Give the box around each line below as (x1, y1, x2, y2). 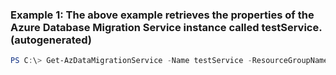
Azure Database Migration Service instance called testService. (10, 20, 323, 34)
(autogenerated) (10, 33, 93, 47)
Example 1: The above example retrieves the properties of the (10, 8, 315, 22)
